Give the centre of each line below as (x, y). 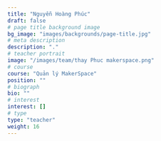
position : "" (27, 80)
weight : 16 (24, 126)
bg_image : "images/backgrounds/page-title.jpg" (79, 34)
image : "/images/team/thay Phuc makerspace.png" (81, 61)
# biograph (24, 87)
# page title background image (54, 27)
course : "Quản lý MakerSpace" (52, 73)
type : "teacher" (31, 120)
